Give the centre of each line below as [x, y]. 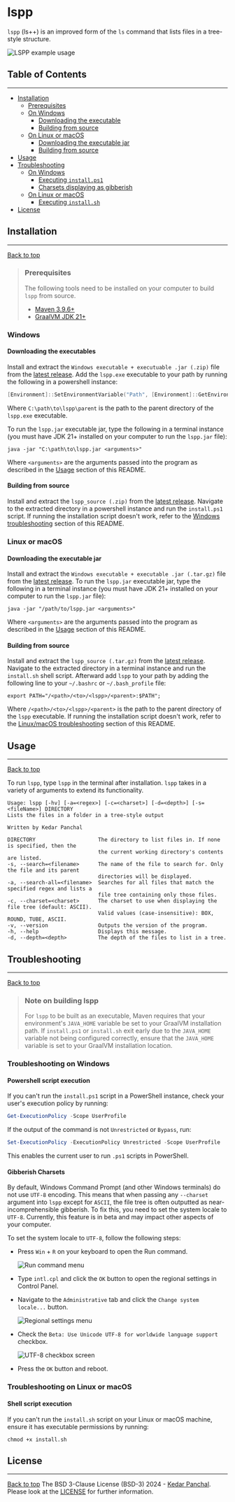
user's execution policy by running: [58, 1103]
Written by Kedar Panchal [45, 828]
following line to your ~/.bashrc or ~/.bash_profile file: [87, 683]
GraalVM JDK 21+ [60, 316]
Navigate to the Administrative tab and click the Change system [108, 1300]
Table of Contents [47, 75]
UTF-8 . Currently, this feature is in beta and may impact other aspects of [111, 1217]
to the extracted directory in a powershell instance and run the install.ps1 [115, 509]
